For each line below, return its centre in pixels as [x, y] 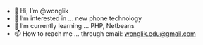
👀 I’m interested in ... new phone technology [78, 18]
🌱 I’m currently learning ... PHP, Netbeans [74, 26]
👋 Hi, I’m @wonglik [41, 11]
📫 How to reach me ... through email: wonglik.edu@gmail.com [105, 34]
